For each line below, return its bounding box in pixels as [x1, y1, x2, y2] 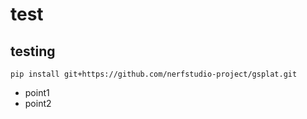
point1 [24, 87, 50, 98]
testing [10, 43, 56, 60]
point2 [24, 98, 52, 109]
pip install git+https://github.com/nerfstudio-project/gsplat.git [10, 69, 298, 79]
